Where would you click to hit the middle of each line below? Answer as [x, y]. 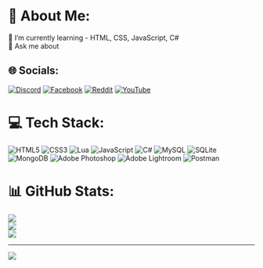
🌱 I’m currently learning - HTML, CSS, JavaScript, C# [94, 38]
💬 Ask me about [34, 45]
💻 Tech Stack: [56, 123]
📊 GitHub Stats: [61, 191]
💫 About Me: [49, 16]
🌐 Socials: [34, 71]
